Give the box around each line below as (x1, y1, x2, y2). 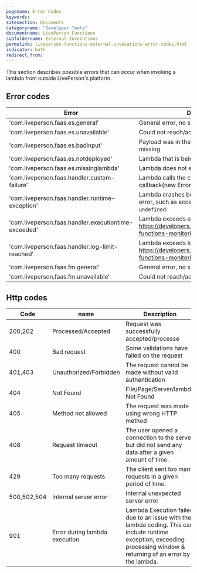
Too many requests (52, 473, 106, 481)
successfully (125, 327, 161, 335)
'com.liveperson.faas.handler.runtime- (9, 194, 116, 202)
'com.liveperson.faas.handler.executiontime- (9, 218, 134, 226)
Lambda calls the (138, 174, 186, 182)
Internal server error (52, 493, 108, 501)
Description (143, 310, 177, 318)
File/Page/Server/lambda (125, 385, 195, 394)
